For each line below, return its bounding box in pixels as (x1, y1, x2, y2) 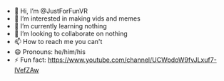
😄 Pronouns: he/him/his (14, 48, 86, 56)
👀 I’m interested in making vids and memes (14, 14, 141, 23)
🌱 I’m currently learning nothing (14, 22, 107, 30)
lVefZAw (14, 66, 39, 74)
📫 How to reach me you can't (14, 38, 103, 45)
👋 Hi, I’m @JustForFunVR (14, 7, 88, 15)
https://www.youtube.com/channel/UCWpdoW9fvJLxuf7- (47, 55, 218, 64)
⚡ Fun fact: (14, 55, 46, 64)
